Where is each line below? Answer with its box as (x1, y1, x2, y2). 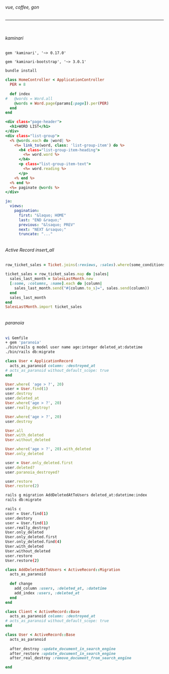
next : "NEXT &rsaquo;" (18, 227, 66, 232)
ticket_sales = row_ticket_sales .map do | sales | (5, 271, 109, 277)
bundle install (5, 68, 37, 73)
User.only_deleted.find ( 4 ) (5, 539, 62, 544)
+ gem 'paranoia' (5, 340, 42, 345)
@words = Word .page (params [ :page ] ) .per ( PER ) (14, 101, 109, 106)
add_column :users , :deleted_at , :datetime (14, 586, 107, 591)
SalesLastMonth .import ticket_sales (5, 304, 82, 310)
